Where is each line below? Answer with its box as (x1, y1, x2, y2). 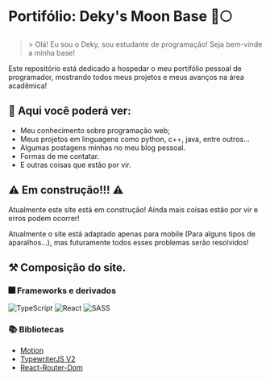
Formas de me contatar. (19, 151, 99, 161)
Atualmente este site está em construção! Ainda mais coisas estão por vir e (8, 204, 259, 215)
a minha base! (27, 48, 75, 57)
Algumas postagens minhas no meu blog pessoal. (19, 143, 186, 152)
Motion (19, 345, 44, 355)
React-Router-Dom (19, 362, 83, 372)
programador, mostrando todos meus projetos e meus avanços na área (8, 72, 244, 81)
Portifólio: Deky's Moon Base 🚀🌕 (8, 7, 232, 26)
